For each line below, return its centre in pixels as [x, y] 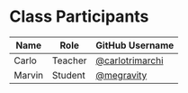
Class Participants [79, 17]
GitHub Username [135, 45]
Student [69, 75]
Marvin [29, 75]
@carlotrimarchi [130, 60]
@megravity [121, 75]
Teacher [70, 60]
